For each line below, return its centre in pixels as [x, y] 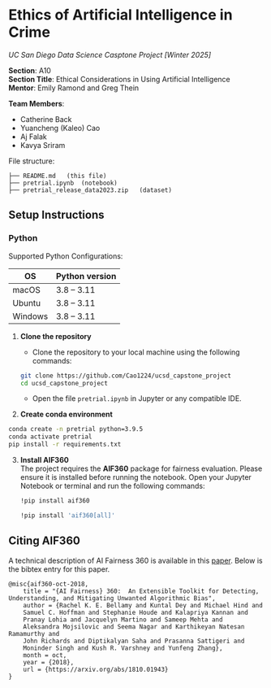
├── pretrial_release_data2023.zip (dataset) [90, 190]
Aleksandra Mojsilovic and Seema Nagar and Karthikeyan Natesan [134, 627]
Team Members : [37, 103]
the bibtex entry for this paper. [59, 569]
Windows [30, 316]
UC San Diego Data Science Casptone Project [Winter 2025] [110, 54]
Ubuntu [27, 303]
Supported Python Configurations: [66, 256]
